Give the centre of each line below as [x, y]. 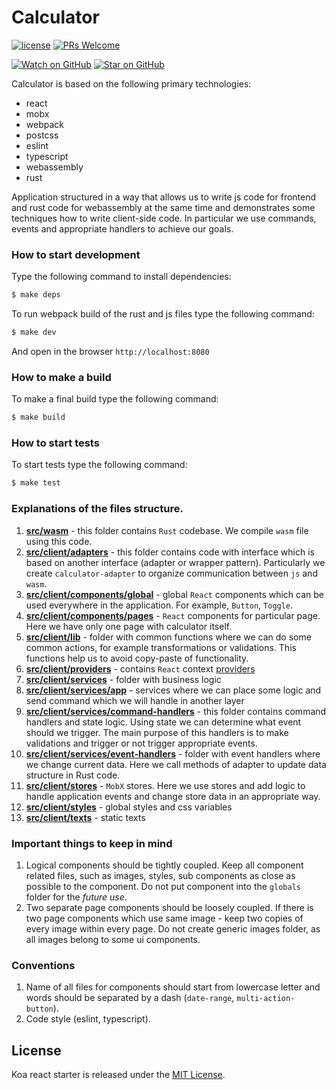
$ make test [36, 483]
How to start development [76, 254]
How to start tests [55, 443]
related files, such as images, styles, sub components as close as [160, 875]
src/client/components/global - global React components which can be [175, 594]
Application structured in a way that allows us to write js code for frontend [164, 197]
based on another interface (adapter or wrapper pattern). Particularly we [175, 562]
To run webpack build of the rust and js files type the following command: [163, 314]
